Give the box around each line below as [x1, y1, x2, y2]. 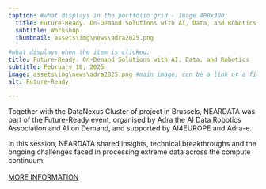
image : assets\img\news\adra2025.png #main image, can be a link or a [8, 70, 246, 78]
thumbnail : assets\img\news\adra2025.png [15, 33, 154, 42]
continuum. [8, 155, 45, 164]
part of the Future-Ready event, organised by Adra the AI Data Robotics [8, 115, 241, 124]
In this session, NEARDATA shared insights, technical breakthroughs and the [8, 138, 257, 148]
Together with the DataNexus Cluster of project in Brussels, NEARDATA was [8, 106, 256, 115]
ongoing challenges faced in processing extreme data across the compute [8, 147, 251, 157]
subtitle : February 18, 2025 [8, 63, 104, 71]
